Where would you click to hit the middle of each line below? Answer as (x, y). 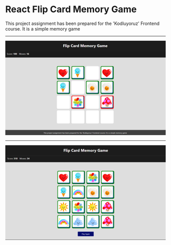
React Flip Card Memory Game (71, 9)
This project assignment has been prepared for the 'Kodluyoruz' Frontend (82, 23)
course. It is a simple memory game (43, 28)
